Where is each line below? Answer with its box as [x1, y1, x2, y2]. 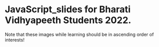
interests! [5, 37, 25, 43]
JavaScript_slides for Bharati [5, 4, 131, 15]
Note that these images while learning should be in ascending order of [5, 31, 154, 37]
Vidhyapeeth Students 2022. [5, 14, 132, 26]
